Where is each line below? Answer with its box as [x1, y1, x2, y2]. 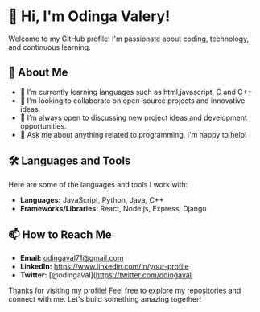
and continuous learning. [8, 42, 91, 51]
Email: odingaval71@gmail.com [19, 253, 124, 263]
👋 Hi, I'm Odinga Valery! [8, 7, 171, 26]
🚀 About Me [8, 66, 68, 80]
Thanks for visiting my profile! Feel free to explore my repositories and [8, 285, 241, 296]
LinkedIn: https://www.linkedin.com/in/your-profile [19, 261, 189, 272]
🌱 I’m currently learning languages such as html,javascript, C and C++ [19, 87, 253, 96]
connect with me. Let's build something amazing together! [8, 294, 202, 304]
